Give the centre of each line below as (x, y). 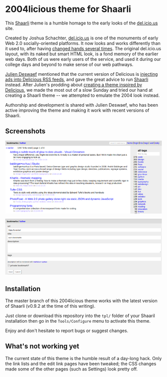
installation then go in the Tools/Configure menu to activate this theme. (78, 321)
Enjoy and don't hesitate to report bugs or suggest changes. (67, 331)
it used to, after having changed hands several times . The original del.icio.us (83, 48)
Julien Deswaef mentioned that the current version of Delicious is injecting (82, 74)
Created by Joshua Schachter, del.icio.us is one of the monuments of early (82, 38)
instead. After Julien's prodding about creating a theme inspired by (74, 85)
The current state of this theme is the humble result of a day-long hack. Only (83, 358)
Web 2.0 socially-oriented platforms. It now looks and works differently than (83, 43)
